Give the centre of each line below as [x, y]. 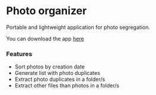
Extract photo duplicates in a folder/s [60, 79]
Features [19, 54]
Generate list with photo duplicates [58, 73]
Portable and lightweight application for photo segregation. [78, 27]
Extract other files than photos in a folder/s [67, 86]
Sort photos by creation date [50, 67]
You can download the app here [45, 38]
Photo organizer [47, 11]
